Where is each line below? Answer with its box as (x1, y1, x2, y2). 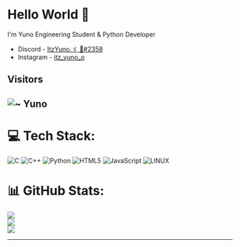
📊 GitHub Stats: (7, 182, 105, 198)
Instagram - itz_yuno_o (17, 53, 85, 61)
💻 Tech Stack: (7, 128, 96, 143)
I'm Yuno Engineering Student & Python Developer (7, 30, 156, 39)
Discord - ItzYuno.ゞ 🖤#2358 (17, 44, 104, 53)
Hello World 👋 (7, 6, 90, 23)
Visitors (7, 74, 44, 86)
